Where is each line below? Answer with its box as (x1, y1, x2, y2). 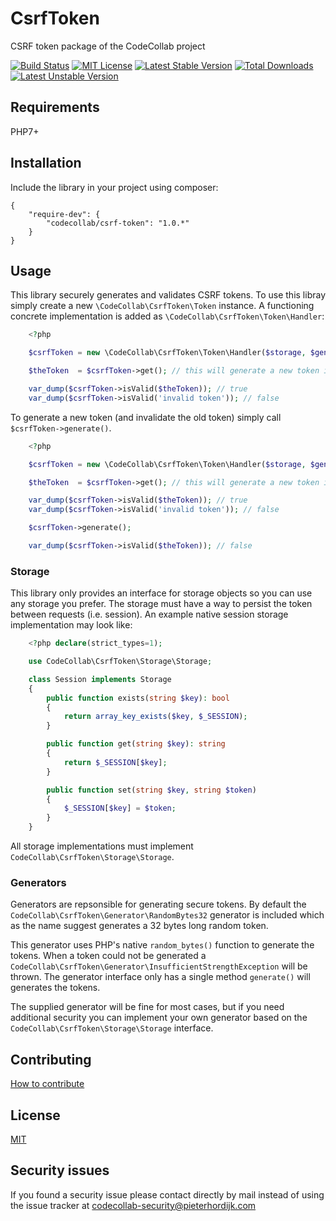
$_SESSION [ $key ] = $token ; (63, 803, 177, 814)
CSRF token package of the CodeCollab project (10, 40, 206, 52)
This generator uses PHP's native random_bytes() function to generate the (10, 939, 315, 951)
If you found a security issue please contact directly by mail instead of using (10, 1188, 325, 1201)
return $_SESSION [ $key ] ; (63, 757, 168, 767)
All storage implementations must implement (10, 840, 194, 852)
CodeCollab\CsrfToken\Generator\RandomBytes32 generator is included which (10, 909, 325, 921)
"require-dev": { (28, 209, 101, 219)
